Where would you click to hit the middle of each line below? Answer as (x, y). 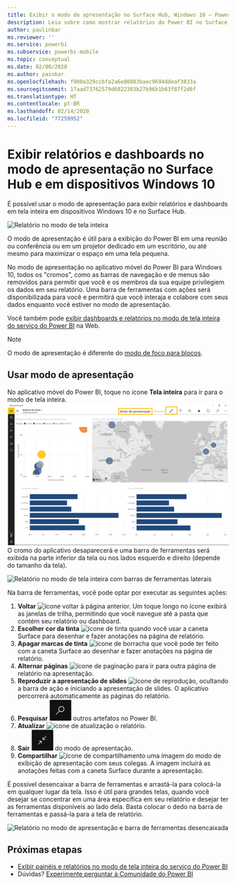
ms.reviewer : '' (31, 37)
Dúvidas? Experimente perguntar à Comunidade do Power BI (105, 874)
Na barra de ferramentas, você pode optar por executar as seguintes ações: (118, 592)
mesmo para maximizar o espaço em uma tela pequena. (88, 253)
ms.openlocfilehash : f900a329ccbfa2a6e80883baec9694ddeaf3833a (102, 82)
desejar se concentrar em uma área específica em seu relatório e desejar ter (118, 799)
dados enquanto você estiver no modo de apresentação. (89, 304)
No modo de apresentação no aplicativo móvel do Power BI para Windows (115, 267)
